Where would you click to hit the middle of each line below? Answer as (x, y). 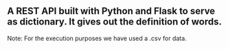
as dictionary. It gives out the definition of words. (114, 22)
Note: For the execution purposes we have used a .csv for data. (97, 38)
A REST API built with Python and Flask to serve (111, 11)
